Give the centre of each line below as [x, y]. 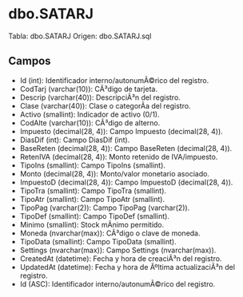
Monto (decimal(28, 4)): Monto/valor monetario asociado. [115, 173]
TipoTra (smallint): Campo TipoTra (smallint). [93, 190]
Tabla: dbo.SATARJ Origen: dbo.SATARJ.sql [80, 36]
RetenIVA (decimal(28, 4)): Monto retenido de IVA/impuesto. [119, 156]
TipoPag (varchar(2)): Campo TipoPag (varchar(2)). [105, 208]
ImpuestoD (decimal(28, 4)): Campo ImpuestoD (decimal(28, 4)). [126, 182]
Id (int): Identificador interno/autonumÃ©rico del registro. [114, 80]
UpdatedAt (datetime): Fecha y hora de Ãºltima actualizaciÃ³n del [127, 267]
